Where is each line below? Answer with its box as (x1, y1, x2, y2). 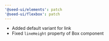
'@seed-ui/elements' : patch (4, 7, 63, 12)
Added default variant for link (11, 25, 72, 31)
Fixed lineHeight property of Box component (11, 30, 104, 36)
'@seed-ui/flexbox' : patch (4, 12, 60, 17)
